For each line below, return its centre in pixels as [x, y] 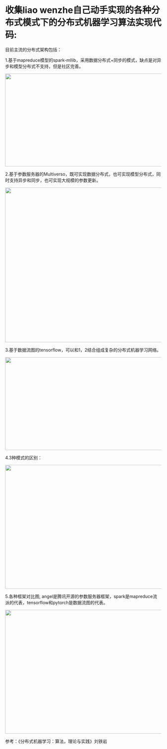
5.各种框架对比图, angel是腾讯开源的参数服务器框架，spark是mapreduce [79, 596]
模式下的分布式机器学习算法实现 [88, 23]
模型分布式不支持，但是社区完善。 [48, 66]
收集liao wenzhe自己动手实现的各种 [78, 10]
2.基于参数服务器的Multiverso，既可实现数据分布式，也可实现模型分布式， [81, 174]
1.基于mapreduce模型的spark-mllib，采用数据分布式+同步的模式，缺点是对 [81, 60]
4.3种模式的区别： [24, 457]
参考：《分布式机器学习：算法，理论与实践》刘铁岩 [56, 741]
